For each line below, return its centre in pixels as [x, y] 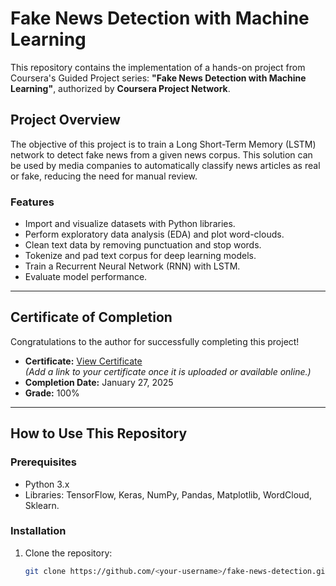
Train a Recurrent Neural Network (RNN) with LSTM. [132, 266]
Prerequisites [43, 462]
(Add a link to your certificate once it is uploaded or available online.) [168, 371]
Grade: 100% [52, 393]
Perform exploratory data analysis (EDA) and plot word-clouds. [154, 234]
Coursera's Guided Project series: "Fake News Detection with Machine [158, 78]
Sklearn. [42, 505]
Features [32, 202]
